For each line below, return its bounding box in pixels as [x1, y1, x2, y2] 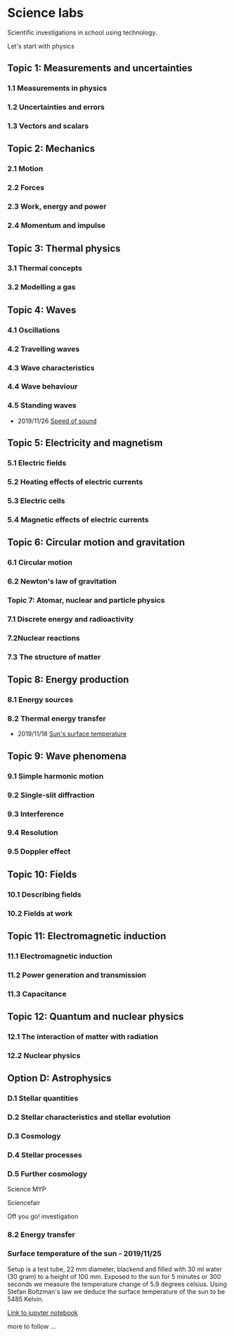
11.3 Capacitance [7, 989, 67, 999]
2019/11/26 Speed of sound [17, 417, 97, 425]
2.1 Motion [7, 164, 44, 174]
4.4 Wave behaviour [7, 382, 78, 391]
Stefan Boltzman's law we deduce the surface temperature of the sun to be [7, 1287, 226, 1296]
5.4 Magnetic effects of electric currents [7, 515, 149, 524]
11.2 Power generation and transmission [7, 970, 146, 980]
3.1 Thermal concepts [7, 263, 83, 273]
